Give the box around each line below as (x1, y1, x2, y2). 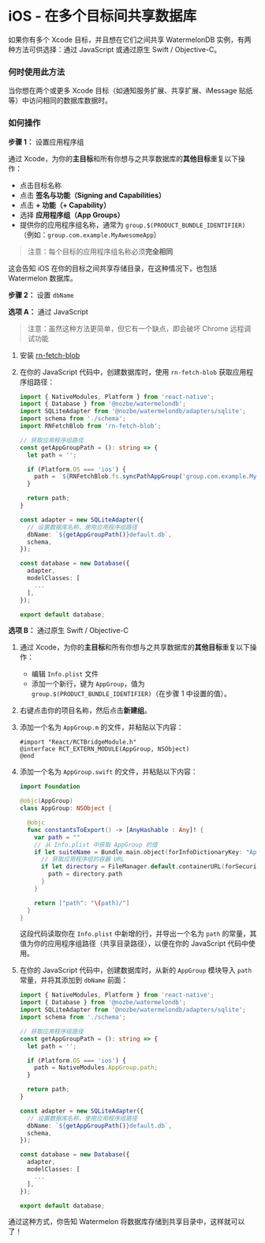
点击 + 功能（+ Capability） (19, 200, 111, 209)
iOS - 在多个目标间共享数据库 (8, 7, 197, 25)
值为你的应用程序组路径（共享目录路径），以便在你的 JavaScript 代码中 (19, 939, 248, 948)
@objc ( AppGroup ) (19, 797, 73, 805)
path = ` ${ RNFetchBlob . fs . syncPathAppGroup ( (34, 473, 183, 480)
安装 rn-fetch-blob (19, 350, 80, 360)
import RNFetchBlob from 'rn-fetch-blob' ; (19, 422, 162, 431)
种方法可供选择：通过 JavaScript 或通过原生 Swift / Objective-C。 (8, 44, 222, 54)
